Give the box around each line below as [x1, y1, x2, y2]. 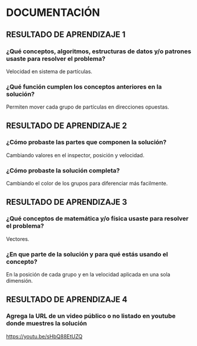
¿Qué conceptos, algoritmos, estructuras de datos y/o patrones [6, 47, 192, 56]
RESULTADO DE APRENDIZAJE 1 [6, 30, 126, 40]
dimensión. [6, 278, 34, 285]
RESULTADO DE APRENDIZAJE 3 [6, 197, 128, 207]
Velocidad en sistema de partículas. [6, 68, 93, 75]
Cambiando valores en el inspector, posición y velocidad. [6, 151, 145, 159]
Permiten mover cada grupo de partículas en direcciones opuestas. [6, 103, 169, 110]
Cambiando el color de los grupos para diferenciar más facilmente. [6, 180, 168, 187]
